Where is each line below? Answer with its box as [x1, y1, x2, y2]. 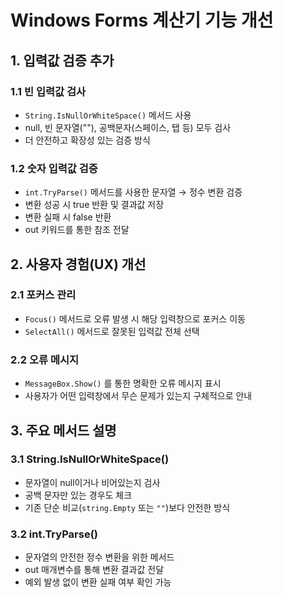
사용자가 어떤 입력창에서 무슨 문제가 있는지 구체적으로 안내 [24, 390, 253, 402]
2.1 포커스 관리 [10, 288, 77, 302]
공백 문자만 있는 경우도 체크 [24, 489, 133, 501]
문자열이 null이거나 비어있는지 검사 [24, 476, 161, 488]
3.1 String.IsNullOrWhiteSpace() [10, 452, 170, 466]
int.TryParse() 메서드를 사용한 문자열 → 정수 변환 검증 [24, 186, 243, 198]
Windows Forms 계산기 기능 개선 [10, 9, 274, 32]
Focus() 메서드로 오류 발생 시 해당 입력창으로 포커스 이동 [24, 312, 246, 325]
